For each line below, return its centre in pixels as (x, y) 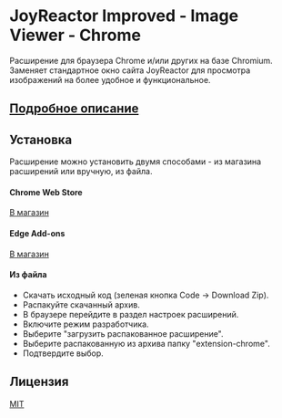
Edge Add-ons (37, 233)
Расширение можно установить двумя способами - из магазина (136, 162)
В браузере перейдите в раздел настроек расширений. (131, 314)
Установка (41, 139)
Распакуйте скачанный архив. (81, 304)
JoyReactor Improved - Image (124, 16)
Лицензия (39, 382)
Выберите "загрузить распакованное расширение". (123, 333)
